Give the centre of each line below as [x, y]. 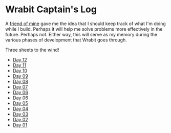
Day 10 [20, 71]
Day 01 [20, 125]
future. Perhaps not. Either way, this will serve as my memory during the [81, 34]
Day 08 [20, 81]
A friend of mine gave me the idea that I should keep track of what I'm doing [86, 24]
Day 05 [20, 103]
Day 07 [20, 87]
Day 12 [20, 59]
